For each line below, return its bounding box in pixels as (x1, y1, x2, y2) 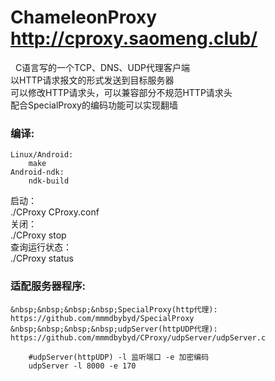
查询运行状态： (10, 241, 72, 253)
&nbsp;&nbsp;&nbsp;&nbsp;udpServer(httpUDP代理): (10, 324, 218, 334)
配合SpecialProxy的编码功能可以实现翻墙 (10, 99, 178, 111)
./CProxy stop (10, 229, 67, 241)
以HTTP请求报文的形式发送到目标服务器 (10, 74, 175, 86)
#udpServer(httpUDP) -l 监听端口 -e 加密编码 (28, 352, 210, 362)
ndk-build (28, 176, 70, 186)
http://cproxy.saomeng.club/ (10, 27, 258, 50)
